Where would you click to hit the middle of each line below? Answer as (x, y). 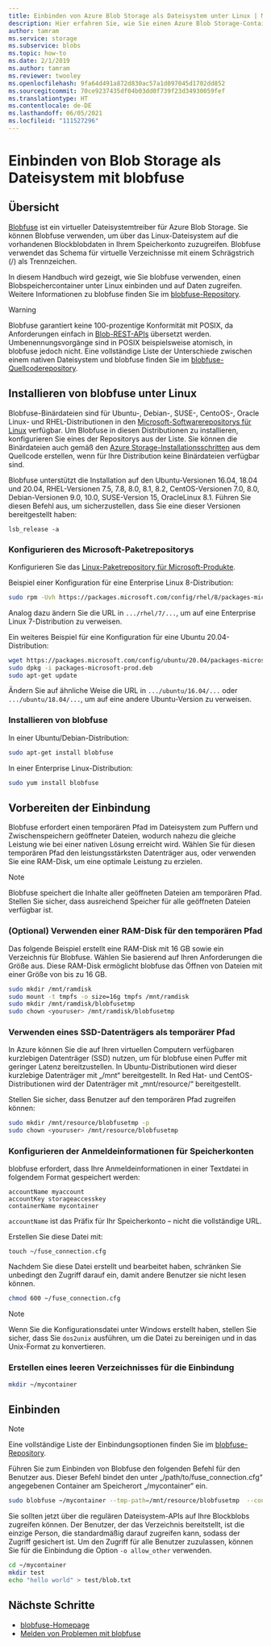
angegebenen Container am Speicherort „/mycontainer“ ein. (108, 1486)
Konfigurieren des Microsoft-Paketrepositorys (101, 549)
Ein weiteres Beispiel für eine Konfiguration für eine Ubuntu (107, 637)
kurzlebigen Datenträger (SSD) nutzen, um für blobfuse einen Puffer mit (128, 1059)
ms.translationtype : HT (48, 98)
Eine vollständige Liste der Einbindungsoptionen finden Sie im (111, 1444)
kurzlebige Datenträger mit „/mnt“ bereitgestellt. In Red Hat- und (115, 1076)
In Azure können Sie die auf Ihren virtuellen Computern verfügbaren (121, 1050)
